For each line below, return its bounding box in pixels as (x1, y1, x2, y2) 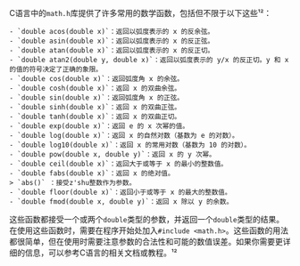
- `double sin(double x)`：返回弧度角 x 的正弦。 (9, 93, 185, 102)
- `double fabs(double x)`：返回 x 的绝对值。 (9, 169, 175, 178)
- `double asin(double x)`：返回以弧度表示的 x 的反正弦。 (9, 36, 214, 45)
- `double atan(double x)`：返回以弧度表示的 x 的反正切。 (9, 46, 214, 55)
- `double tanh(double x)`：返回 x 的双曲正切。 (9, 112, 181, 121)
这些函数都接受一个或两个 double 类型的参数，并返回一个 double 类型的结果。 (9, 214, 284, 224)
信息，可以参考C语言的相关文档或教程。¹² (24, 247, 178, 258)
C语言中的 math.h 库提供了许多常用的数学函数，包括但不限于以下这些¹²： (9, 8, 272, 18)
